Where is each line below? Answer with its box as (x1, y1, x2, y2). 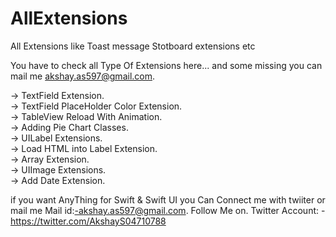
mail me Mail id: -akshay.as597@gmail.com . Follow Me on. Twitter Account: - (10, 204, 326, 216)
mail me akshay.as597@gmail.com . (10, 70, 156, 82)
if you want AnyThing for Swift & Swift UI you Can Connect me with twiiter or (10, 193, 326, 206)
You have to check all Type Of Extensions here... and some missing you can (10, 59, 323, 71)
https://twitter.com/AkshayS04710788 (10, 215, 167, 227)
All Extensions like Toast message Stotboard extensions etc (10, 40, 256, 52)
